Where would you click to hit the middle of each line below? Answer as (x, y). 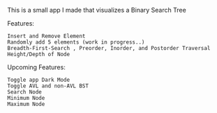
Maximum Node (26, 104)
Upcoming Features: (37, 67)
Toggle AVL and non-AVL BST (48, 86)
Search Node (24, 92)
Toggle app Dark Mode (39, 80)
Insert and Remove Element (46, 36)
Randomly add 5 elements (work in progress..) (76, 42)
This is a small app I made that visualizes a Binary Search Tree (97, 10)
